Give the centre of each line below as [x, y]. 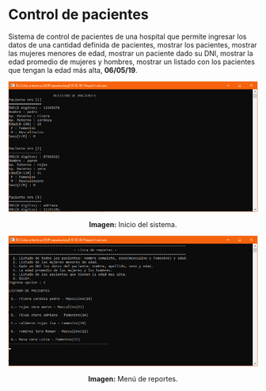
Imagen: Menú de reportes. [133, 379]
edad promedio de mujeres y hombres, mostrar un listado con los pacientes [132, 62]
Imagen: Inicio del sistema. [133, 224]
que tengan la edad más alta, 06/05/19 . [73, 70]
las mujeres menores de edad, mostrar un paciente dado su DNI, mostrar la [131, 53]
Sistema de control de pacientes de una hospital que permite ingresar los [127, 36]
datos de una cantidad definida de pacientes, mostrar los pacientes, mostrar [133, 44]
